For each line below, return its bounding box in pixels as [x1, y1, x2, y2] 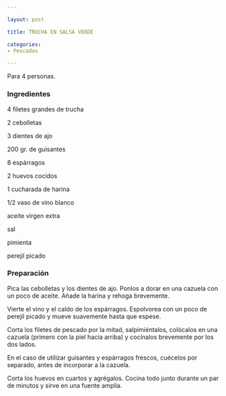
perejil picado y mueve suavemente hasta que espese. [7, 312, 161, 320]
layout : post [7, 16, 45, 23]
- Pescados [7, 47, 38, 54]
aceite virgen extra [7, 211, 60, 220]
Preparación [7, 269, 49, 278]
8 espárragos [7, 158, 45, 166]
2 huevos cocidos [7, 171, 58, 179]
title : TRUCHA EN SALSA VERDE [7, 28, 94, 35]
